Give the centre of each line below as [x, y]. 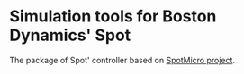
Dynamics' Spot [70, 35]
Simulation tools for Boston [113, 16]
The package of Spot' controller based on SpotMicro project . [122, 60]
